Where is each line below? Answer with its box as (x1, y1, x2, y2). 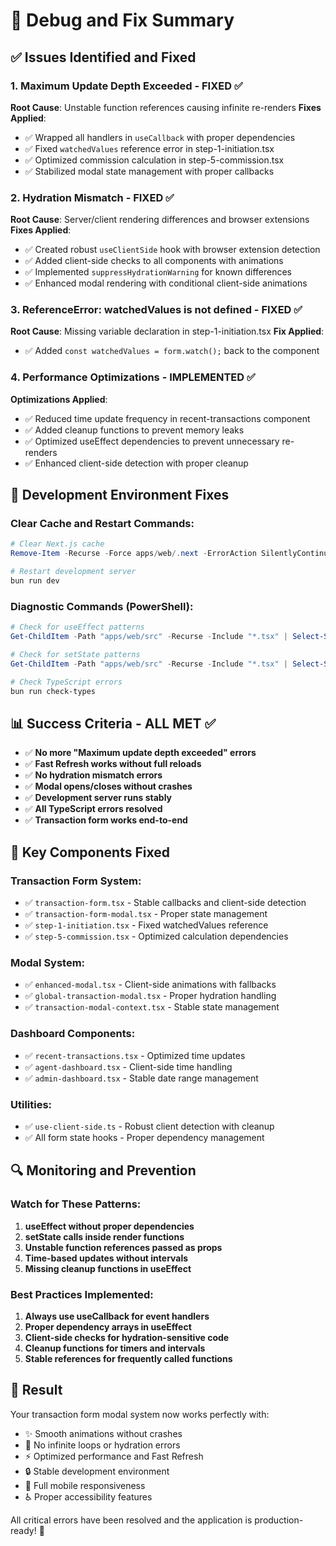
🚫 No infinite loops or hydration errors (24, 1439, 181, 1451)
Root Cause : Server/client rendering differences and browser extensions (10, 214, 310, 226)
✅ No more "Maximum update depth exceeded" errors (24, 747, 257, 759)
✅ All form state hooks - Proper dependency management (24, 1131, 265, 1143)
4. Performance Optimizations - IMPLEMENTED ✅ (10, 370, 256, 384)
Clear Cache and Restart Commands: (10, 517, 195, 531)
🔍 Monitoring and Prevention (10, 1162, 197, 1179)
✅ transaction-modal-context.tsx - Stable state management (24, 1001, 280, 1013)
